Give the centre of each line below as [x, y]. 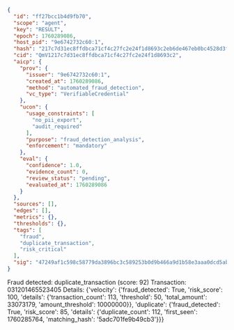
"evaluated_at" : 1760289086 [67, 184]
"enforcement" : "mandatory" [67, 146]
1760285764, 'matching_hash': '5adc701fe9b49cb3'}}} [86, 319]
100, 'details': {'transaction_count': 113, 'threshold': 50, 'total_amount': [107, 297]
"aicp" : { [28, 62]
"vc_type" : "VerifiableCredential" [77, 94]
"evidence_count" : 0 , [57, 172]
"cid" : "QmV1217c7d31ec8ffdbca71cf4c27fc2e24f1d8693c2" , [98, 56]
